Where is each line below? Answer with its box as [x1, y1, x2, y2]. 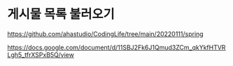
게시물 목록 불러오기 [7, 6, 115, 22]
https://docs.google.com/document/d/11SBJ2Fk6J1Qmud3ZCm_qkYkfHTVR [7, 43, 226, 51]
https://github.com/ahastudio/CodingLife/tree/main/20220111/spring [7, 29, 204, 38]
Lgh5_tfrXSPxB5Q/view [7, 50, 75, 59]
